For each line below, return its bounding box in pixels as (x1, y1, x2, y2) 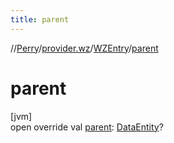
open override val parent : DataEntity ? (10, 121, 164, 133)
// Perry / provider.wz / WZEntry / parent (10, 42, 159, 54)
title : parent (10, 14, 70, 25)
